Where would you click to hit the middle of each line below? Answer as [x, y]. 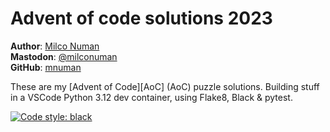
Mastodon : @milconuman [64, 56]
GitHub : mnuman [46, 67]
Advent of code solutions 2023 [141, 18]
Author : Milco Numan [55, 46]
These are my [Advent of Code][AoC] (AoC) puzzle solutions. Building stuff [165, 86]
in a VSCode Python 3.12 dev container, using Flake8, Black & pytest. [151, 97]
